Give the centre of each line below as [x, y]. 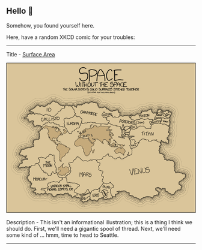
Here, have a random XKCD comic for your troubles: [71, 37]
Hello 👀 [20, 11]
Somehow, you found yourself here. [50, 25]
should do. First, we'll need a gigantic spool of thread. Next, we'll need [93, 229]
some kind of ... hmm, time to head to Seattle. [63, 235]
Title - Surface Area [31, 54]
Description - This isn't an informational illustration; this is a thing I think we [99, 222]
